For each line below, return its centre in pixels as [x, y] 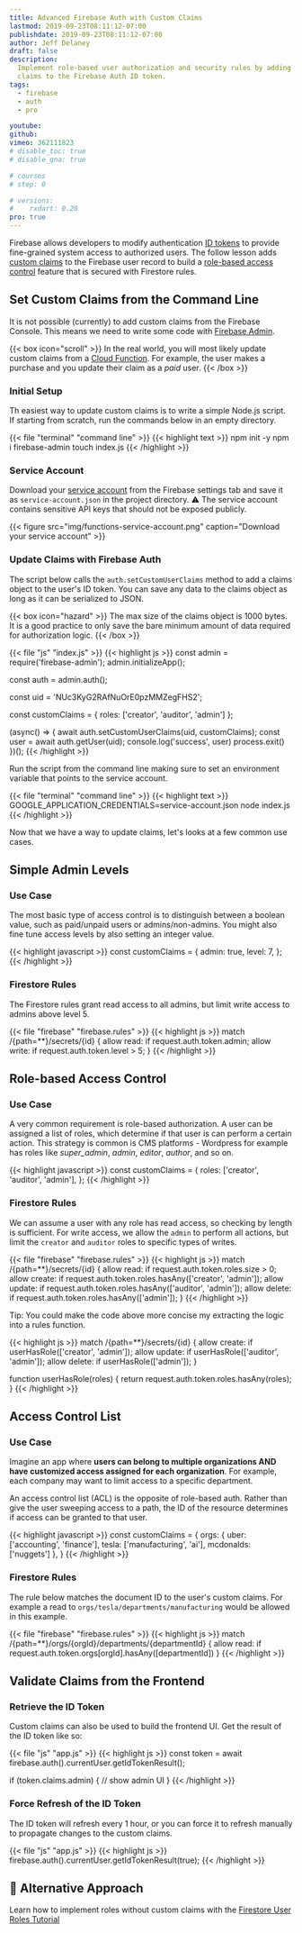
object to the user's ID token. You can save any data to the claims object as [148, 589]
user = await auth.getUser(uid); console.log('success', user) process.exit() [147, 741]
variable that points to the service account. [89, 778]
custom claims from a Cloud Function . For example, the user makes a [138, 358]
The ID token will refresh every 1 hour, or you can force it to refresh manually [151, 1823]
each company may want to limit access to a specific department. [131, 1481]
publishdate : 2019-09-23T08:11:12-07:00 [86, 34]
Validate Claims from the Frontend [107, 1681]
